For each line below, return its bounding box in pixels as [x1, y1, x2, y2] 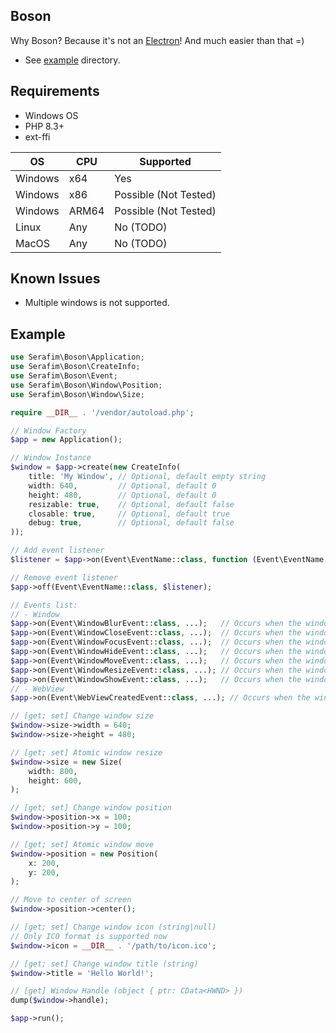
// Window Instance [10, 453, 92, 463]
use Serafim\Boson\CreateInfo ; [10, 362, 141, 372]
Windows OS [24, 109, 79, 121]
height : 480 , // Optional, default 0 [28, 490, 217, 500]
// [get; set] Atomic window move [10, 839, 155, 849]
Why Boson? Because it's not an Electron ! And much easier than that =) [10, 34, 305, 46]
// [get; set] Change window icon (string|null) [10, 922, 217, 932]
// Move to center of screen [10, 895, 132, 905]
